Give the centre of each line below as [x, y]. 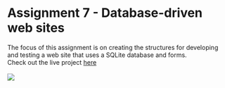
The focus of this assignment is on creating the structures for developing [113, 47]
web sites [36, 28]
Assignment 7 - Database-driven [105, 13]
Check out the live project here [52, 62]
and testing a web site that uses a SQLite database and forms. [97, 55]
